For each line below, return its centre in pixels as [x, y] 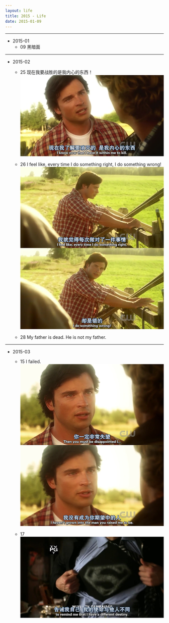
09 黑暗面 [30, 47]
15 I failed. [30, 361]
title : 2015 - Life [26, 16]
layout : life [19, 11]
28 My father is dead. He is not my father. [63, 337]
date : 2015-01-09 [23, 21]
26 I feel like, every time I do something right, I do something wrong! [91, 165]
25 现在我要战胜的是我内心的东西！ [56, 72]
